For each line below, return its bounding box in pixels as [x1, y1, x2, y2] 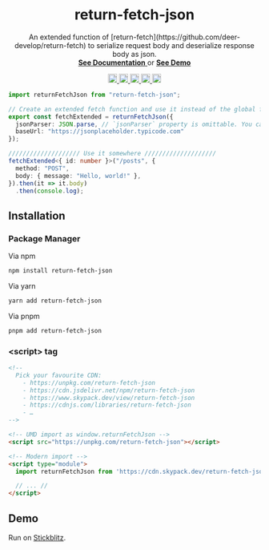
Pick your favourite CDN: [15, 371, 102, 379]
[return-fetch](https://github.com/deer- [110, 32, 240, 42]
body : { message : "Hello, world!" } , [15, 172, 142, 180]
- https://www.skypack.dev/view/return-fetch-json [22, 394, 195, 402]
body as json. [111, 49, 158, 59]
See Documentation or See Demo [78, 58, 191, 67]
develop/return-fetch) [14, 40, 86, 50]
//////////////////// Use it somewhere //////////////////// [8, 150, 217, 158]
